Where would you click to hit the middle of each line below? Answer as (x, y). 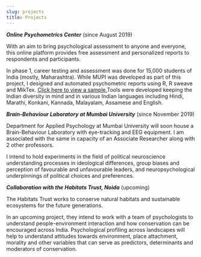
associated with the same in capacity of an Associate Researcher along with (101, 138)
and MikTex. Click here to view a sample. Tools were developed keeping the (99, 89)
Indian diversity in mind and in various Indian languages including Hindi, (95, 96)
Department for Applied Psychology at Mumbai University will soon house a (100, 125)
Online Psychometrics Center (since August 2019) (70, 34)
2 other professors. (30, 145)
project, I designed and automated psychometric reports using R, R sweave (100, 83)
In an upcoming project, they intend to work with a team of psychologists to (100, 217)
